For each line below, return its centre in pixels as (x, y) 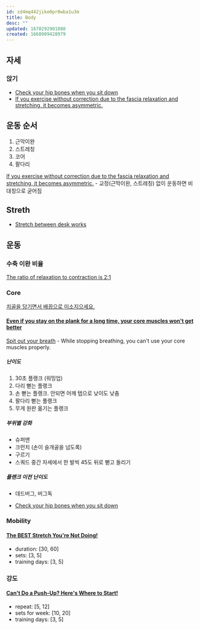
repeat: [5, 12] (32, 606)
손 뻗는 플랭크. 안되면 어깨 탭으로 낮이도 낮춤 (67, 393)
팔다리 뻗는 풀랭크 (36, 400)
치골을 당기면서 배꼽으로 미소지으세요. (51, 307)
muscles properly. (29, 347)
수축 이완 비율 (25, 264)
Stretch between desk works (51, 224)
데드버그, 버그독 (33, 493)
